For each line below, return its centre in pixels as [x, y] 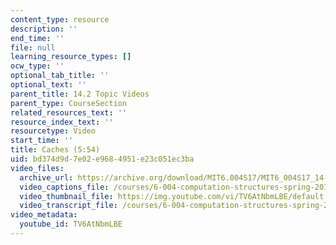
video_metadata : [44, 215]
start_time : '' [42, 141]
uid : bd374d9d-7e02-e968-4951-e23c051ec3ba [102, 159]
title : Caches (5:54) [55, 150]
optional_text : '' [48, 85]
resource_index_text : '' [62, 122]
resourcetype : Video [53, 131]
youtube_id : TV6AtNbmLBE [71, 224]
